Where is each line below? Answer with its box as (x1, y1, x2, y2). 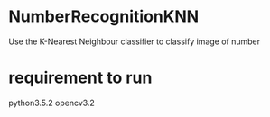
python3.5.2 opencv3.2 (8, 97, 96, 108)
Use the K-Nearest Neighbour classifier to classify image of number (8, 36, 261, 47)
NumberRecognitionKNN (8, 6, 200, 27)
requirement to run (8, 67, 153, 88)
